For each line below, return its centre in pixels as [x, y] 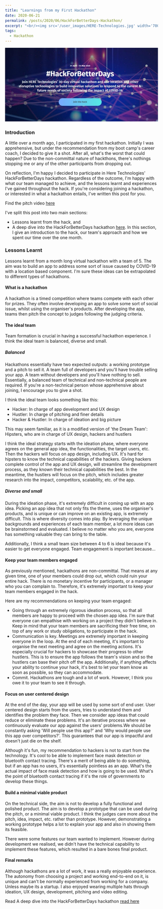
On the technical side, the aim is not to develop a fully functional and [73, 803]
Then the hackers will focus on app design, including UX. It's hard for [74, 454]
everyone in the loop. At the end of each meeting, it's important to [78, 641]
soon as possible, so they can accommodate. [57, 672]
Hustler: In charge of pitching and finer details [58, 414]
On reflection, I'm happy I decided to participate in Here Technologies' [75, 173]
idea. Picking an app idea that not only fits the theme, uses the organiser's [79, 508]
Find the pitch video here [30, 203]
